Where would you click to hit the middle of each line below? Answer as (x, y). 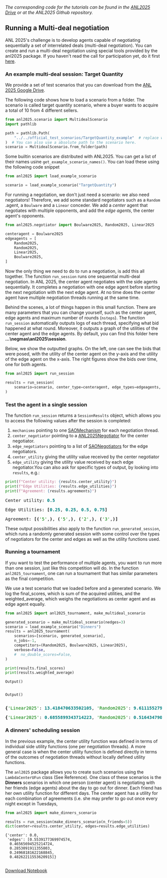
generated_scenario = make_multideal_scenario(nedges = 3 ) (65, 622)
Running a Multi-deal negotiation (57, 28)
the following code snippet (32, 167)
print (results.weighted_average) (40, 673)
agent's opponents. (25, 216)
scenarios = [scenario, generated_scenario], (60, 636)
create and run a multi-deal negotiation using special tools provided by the (82, 50)
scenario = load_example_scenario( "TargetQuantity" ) (61, 185)
